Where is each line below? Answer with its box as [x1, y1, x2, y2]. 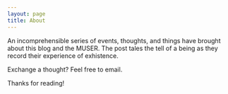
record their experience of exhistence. [7, 51, 119, 60]
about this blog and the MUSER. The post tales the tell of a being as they [7, 44, 219, 52]
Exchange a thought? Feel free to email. [7, 65, 123, 74]
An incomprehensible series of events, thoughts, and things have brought [7, 36, 221, 45]
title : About [7, 17, 46, 24]
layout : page [7, 10, 46, 18]
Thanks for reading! [7, 78, 65, 87]
